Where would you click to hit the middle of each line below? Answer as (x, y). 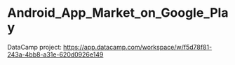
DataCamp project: (34, 47)
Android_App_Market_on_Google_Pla (118, 13)
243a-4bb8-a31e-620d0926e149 (55, 55)
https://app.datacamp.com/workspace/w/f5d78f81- (137, 47)
